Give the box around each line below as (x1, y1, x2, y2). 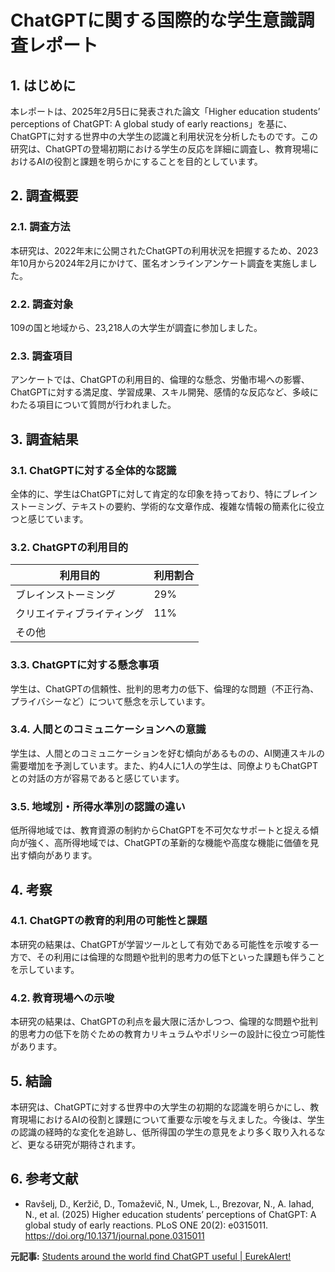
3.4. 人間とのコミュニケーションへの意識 (10, 722, 207, 736)
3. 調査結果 (10, 431, 79, 448)
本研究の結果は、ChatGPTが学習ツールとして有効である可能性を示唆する (10, 938, 310, 950)
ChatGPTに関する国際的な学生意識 (10, 9, 298, 32)
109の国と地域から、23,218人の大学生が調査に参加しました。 (10, 321, 263, 333)
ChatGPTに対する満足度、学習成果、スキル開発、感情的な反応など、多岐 (10, 386, 310, 398)
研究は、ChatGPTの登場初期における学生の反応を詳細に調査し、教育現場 (10, 143, 311, 155)
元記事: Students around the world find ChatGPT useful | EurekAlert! (10, 1250, 292, 1262)
